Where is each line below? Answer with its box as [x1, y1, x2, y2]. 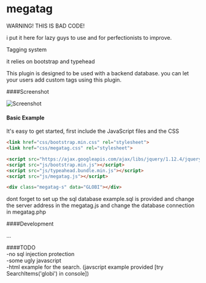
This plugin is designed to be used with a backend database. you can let [6, 69, 189, 77]
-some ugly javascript [6, 257, 61, 265]
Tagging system [6, 45, 47, 53]
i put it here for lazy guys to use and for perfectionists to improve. [6, 34, 172, 41]
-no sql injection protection [6, 251, 75, 258]
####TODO [6, 244, 36, 251]
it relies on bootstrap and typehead [6, 58, 95, 65]
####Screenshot [6, 88, 49, 95]
